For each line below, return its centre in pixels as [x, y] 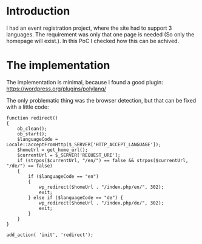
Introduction [38, 11]
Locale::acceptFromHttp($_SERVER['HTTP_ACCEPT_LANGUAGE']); [84, 144]
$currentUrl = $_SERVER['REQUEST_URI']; [69, 155]
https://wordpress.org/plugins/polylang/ [56, 89]
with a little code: [28, 107]
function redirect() [32, 118]
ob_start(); [32, 134]
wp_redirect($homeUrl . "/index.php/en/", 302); [101, 187]
